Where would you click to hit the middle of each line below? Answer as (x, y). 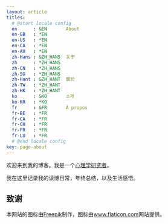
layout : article (27, 12)
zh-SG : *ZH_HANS (36, 74)
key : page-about (27, 147)
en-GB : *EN (29, 35)
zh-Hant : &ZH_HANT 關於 (44, 79)
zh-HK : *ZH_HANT (36, 91)
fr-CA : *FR (29, 119)
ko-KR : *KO (29, 102)
